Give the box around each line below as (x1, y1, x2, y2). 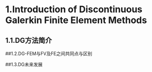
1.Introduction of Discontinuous (5, 4, 142, 15)
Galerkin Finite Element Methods (5, 14, 147, 26)
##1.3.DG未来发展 (5, 61, 42, 67)
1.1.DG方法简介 (5, 36, 52, 44)
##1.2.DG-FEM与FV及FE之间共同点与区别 (5, 51, 92, 57)
